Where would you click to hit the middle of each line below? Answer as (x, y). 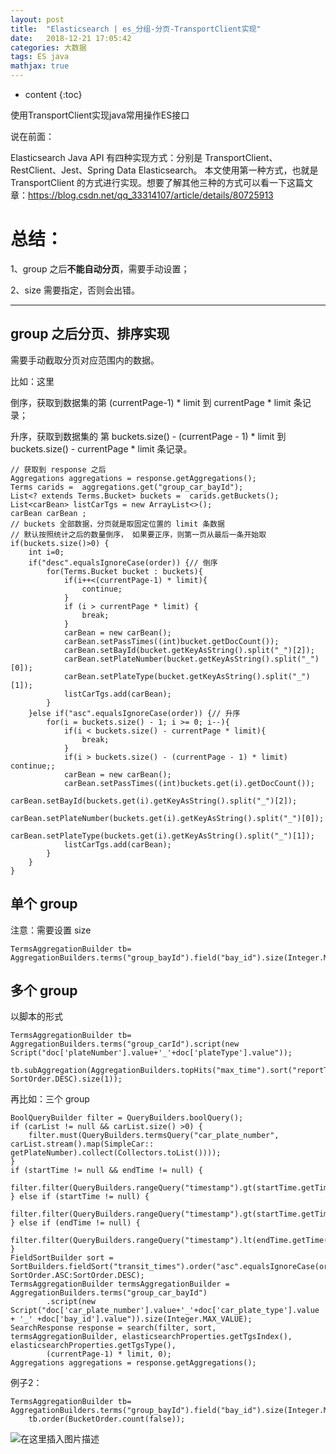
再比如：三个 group (50, 1099)
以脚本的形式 (36, 1017)
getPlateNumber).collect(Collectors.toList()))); (116, 1153)
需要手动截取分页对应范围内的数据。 (85, 360)
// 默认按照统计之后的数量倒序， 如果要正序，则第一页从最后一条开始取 (138, 534)
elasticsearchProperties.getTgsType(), (93, 1346)
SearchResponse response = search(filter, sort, (113, 1328)
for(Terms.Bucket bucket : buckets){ (124, 571)
